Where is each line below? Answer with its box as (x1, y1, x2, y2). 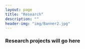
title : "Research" (5, 12, 43, 17)
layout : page (5, 7, 32, 12)
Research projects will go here (5, 38, 80, 45)
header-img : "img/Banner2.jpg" (5, 21, 70, 26)
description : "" (5, 16, 39, 21)
